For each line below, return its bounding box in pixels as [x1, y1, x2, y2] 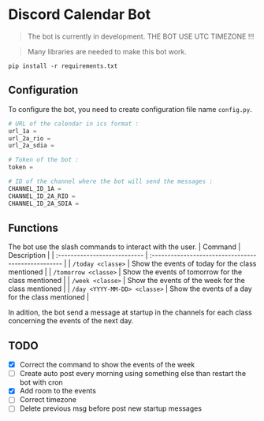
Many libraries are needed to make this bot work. [27, 47, 188, 56]
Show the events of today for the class [131, 259, 257, 269]
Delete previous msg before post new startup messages [19, 404, 203, 413]
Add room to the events [19, 386, 97, 396]
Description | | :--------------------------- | [8, 251, 148, 260]
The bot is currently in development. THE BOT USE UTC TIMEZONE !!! [27, 32, 255, 41]
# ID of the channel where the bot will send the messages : [8, 177, 214, 185]
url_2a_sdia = [8, 142, 55, 150]
